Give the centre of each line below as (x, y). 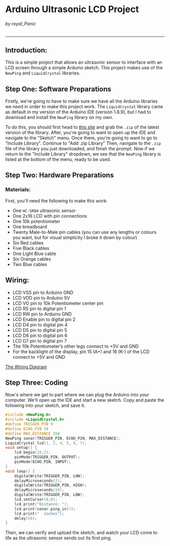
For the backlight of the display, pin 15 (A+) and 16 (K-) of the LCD (81, 351)
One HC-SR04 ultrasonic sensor (44, 211)
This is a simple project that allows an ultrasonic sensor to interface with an (84, 62)
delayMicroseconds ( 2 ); (38, 481)
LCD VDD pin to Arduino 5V (41, 298)
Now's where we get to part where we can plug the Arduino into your (77, 395)
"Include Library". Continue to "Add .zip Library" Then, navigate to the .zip (83, 143)
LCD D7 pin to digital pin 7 (40, 341)
